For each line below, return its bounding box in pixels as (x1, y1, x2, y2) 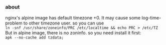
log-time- (141, 15, 161, 21)
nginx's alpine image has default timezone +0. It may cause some (5, 15, 141, 21)
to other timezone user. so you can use (23, 20, 104, 26)
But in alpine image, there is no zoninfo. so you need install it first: (5, 30, 141, 36)
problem (5, 20, 23, 26)
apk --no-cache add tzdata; (5, 35, 64, 40)
